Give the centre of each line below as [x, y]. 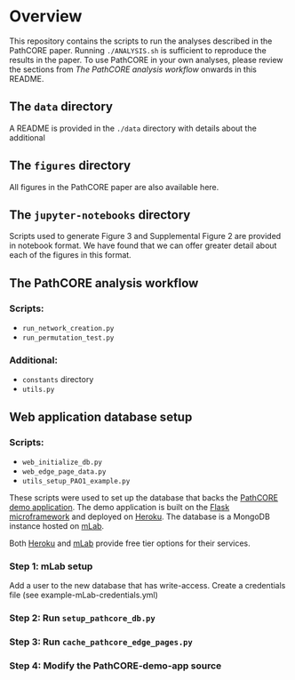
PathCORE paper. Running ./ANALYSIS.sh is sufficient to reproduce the [138, 50]
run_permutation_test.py [68, 338]
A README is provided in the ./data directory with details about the [133, 128]
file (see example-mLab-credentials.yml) [84, 595]
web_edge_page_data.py [64, 472]
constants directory [58, 380]
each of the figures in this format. [70, 255]
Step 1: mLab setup [51, 566]
